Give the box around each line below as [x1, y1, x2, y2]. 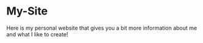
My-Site [6, 4, 48, 18]
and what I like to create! [6, 30, 68, 38]
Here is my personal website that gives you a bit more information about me [6, 24, 197, 31]
